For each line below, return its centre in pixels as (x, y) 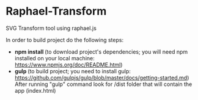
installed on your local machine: (55, 58)
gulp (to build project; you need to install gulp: (72, 71)
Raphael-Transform (56, 11)
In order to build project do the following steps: (64, 40)
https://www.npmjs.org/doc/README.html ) (68, 65)
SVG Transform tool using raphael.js (51, 28)
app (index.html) (35, 90)
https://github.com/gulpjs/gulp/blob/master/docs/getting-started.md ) (102, 77)
